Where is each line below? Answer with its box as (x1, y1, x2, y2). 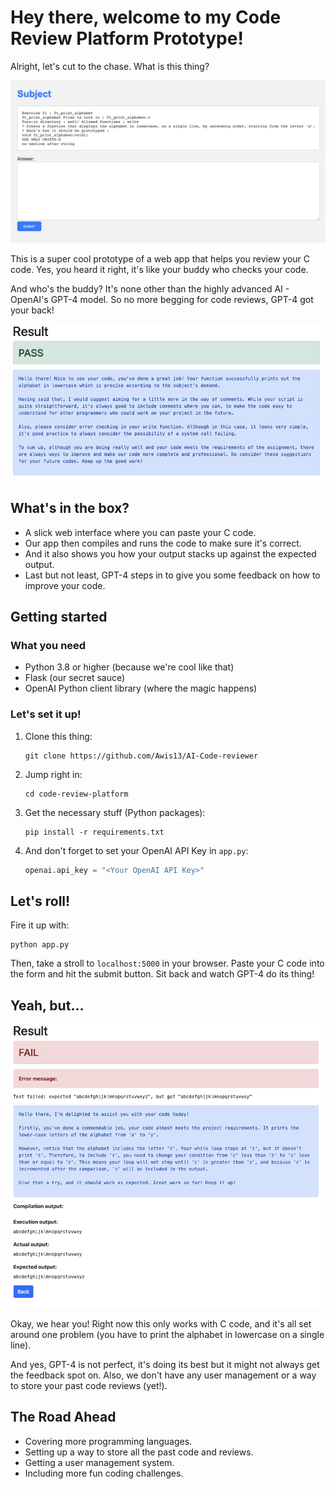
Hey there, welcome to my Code (10, 6, 282, 29)
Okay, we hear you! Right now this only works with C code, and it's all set (10, 1317, 312, 1330)
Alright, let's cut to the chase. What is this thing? (10, 60, 210, 72)
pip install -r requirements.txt (24, 827, 165, 837)
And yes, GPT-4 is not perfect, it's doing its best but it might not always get (10, 1358, 320, 1370)
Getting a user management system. (24, 1456, 175, 1468)
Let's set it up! (10, 707, 82, 721)
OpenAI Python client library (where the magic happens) (24, 682, 258, 695)
